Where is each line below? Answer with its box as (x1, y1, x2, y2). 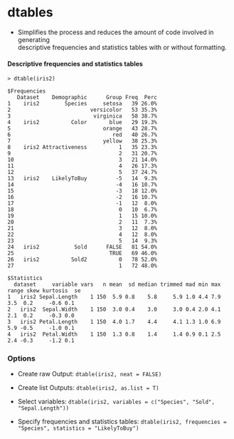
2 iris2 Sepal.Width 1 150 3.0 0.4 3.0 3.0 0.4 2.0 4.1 (7, 306, 221, 314)
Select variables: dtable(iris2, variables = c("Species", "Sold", (17, 397, 216, 406)
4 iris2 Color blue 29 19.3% (7, 119, 158, 126)
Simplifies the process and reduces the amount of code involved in (17, 28, 214, 36)
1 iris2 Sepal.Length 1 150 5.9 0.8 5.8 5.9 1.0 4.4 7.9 (7, 294, 221, 301)
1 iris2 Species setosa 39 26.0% (7, 100, 158, 108)
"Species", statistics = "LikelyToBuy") (17, 425, 139, 432)
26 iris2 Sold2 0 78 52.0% (7, 256, 158, 264)
